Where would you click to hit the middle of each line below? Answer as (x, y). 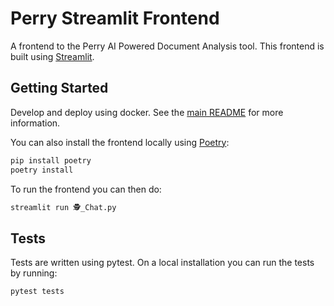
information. (35, 123)
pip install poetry (51, 160)
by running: (34, 273)
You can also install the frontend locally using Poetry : (120, 142)
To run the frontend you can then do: (86, 189)
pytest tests (37, 292)
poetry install (42, 170)
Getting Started (59, 88)
